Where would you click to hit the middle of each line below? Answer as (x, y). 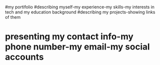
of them (13, 17)
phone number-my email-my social (77, 47)
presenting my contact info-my (69, 37)
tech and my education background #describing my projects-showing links (80, 12)
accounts (24, 57)
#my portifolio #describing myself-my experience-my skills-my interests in (80, 7)
